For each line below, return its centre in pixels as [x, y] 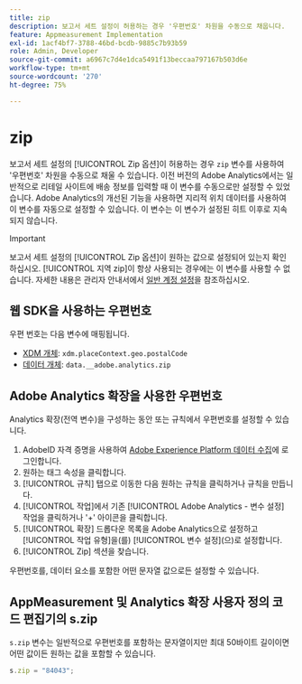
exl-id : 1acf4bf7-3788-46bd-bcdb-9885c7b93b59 [98, 43]
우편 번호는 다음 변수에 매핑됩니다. [69, 334]
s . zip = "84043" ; [42, 670]
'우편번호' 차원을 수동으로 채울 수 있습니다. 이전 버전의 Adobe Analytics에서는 [146, 175]
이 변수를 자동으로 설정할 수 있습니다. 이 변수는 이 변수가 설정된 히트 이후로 [140, 209]
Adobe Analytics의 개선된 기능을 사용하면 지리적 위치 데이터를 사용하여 [161, 197]
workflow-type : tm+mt [50, 69]
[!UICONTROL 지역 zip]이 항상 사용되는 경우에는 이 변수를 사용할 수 [162, 268]
